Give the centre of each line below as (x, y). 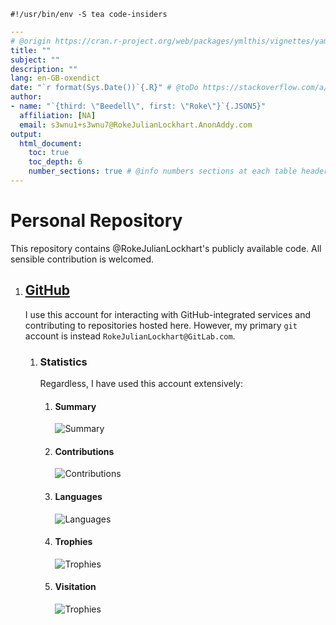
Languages (78, 496)
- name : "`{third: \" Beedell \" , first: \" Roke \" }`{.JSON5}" (138, 106)
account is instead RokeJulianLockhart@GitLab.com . (130, 336)
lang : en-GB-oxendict (55, 78)
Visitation (75, 587)
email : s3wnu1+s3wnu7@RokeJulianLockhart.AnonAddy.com (136, 125)
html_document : (51, 143)
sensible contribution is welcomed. (82, 259)
